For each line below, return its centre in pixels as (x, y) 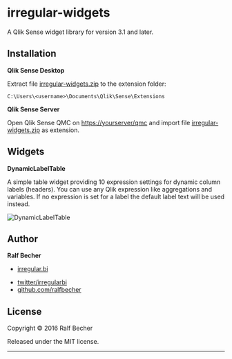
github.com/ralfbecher (49, 290)
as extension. (60, 130)
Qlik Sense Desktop (36, 70)
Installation (32, 54)
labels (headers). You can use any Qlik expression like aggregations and (110, 189)
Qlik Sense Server (33, 109)
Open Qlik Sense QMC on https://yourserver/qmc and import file (99, 122)
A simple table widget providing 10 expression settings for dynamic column (114, 182)
